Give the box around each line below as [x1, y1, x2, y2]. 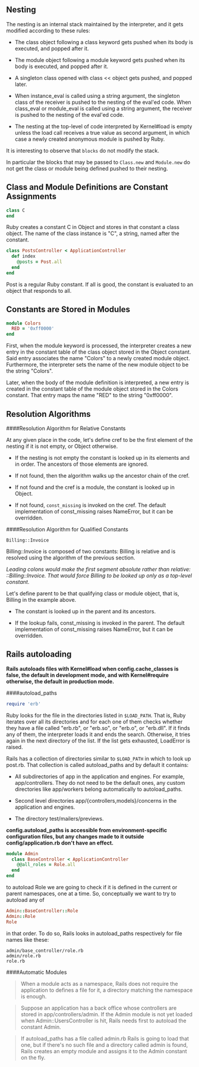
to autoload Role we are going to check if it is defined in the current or [6, 884, 178, 891]
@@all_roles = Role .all [17, 862, 76, 868]
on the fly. [20, 1054, 46, 1061]
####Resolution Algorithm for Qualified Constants [6, 526, 129, 533]
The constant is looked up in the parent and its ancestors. [14, 608, 156, 615]
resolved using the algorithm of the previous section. [6, 554, 135, 561]
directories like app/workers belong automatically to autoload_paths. [14, 785, 183, 793]
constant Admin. [20, 1023, 61, 1031]
